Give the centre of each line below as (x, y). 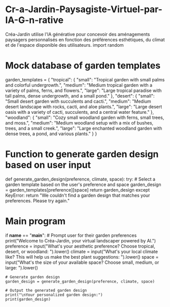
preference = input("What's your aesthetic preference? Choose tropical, (80, 246)
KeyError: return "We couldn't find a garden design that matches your (78, 195)
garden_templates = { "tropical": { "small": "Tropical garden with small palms (85, 79)
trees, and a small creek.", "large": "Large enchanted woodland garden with (84, 128)
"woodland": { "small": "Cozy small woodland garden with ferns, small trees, (85, 117)
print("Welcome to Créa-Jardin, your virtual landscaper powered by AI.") (80, 240)
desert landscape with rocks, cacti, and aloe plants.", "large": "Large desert (84, 106)
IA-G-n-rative (34, 20)
